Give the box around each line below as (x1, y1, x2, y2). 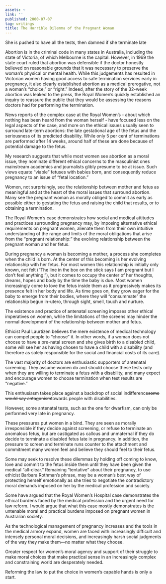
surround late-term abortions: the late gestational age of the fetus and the (5, 128, 157, 134)
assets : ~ (5, 7, 26, 12)
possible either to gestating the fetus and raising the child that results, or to (5, 200, 159, 206)
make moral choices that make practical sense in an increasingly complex (5, 554, 156, 560)
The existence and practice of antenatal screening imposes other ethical (5, 308, 154, 314)
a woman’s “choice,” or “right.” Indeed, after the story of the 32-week (5, 86, 147, 92)
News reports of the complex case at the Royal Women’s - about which (5, 112, 151, 118)
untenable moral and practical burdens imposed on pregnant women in (5, 508, 151, 514)
